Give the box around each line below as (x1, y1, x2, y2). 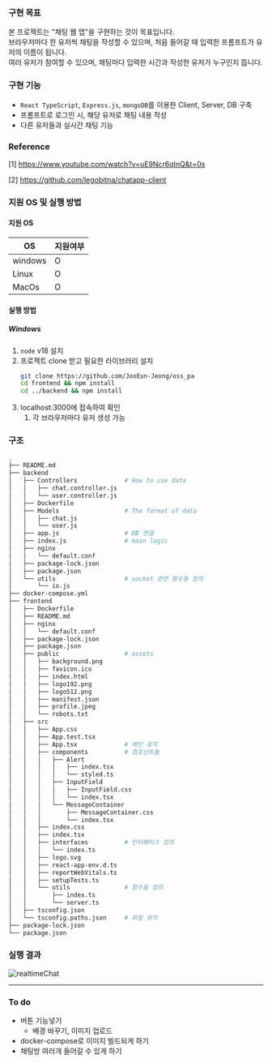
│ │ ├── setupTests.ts (8, 876, 100, 885)
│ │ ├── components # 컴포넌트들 (8, 748, 160, 756)
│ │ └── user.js (8, 521, 79, 530)
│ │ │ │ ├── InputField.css (8, 786, 132, 794)
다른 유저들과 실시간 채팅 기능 (19, 120, 113, 130)
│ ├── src (8, 718, 49, 727)
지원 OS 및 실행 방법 (8, 196, 83, 208)
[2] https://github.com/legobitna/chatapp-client (8, 174, 167, 184)
